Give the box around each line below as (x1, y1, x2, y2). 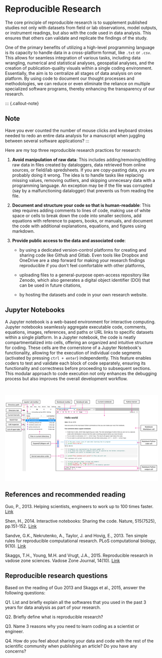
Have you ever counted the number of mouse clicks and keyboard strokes (5, 128, 153, 133)
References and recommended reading (5, 491, 126, 499)
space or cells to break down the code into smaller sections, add (12, 213, 142, 219)
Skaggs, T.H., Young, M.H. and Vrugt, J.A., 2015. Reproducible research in (5, 552, 153, 558)
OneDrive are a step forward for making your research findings (19, 257, 145, 263)
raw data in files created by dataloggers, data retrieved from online (12, 162, 146, 167)
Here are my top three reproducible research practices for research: (5, 147, 141, 153)
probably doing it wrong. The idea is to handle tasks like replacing (12, 172, 144, 178)
